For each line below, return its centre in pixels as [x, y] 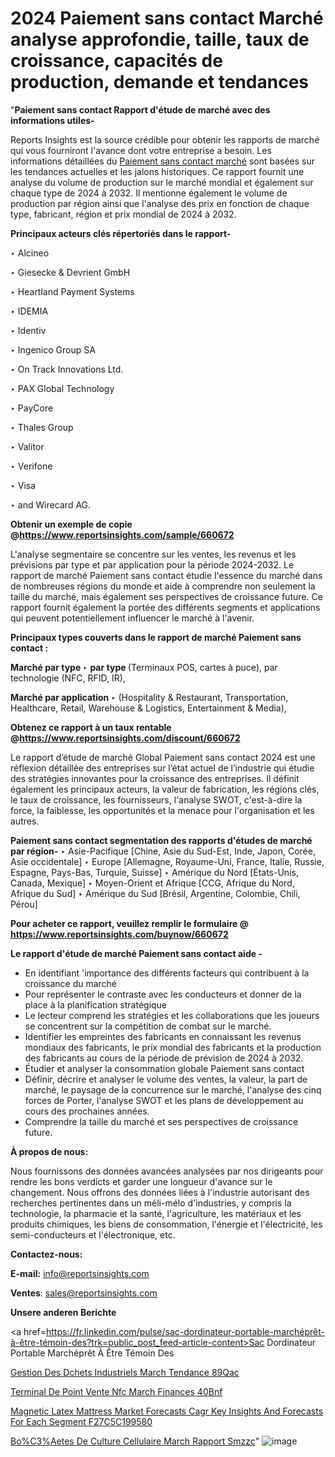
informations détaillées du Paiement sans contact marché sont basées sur [163, 161]
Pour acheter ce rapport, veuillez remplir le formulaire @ [129, 923]
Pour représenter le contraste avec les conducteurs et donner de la [163, 994]
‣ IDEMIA [29, 311]
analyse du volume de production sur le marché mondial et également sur [162, 182]
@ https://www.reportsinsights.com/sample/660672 [122, 534]
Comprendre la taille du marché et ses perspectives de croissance [161, 1121]
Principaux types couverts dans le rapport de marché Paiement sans [156, 637]
